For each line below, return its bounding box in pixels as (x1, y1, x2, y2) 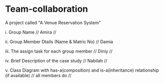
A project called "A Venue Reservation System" (5, 20, 101, 26)
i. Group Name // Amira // (5, 29, 57, 35)
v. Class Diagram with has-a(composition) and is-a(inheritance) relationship (5, 67, 159, 73)
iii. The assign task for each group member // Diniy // (5, 48, 113, 54)
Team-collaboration (5, 3, 88, 15)
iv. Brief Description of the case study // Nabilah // (5, 57, 108, 63)
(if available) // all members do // (5, 72, 72, 78)
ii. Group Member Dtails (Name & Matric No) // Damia (5, 38, 114, 45)
